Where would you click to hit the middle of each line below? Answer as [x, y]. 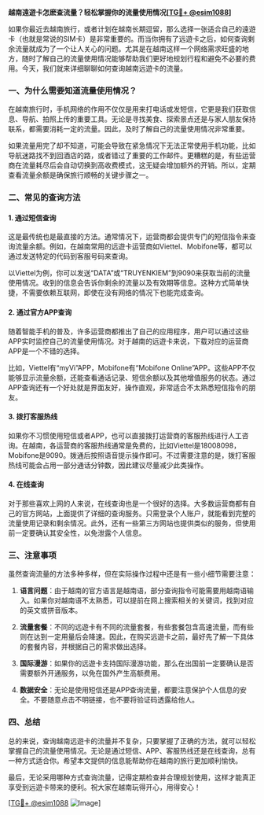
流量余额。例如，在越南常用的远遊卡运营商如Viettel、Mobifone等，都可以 [134, 246]
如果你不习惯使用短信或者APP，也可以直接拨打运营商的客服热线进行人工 [125, 435]
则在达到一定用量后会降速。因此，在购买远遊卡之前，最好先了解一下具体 [136, 637]
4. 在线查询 [26, 485]
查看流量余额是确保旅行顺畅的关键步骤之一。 [81, 175]
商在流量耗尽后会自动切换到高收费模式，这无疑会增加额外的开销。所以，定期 [132, 165]
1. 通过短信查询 [32, 218]
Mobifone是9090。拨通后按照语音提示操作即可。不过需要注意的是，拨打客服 [132, 455]
